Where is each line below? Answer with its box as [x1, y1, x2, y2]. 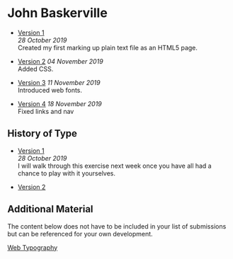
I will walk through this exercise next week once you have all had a [17, 161, 212, 170]
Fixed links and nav [17, 107, 74, 115]
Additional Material [7, 203, 93, 215]
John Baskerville [7, 5, 108, 21]
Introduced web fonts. [17, 86, 83, 94]
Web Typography [7, 243, 58, 252]
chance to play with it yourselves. [17, 168, 115, 178]
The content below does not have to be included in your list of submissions [7, 221, 227, 231]
